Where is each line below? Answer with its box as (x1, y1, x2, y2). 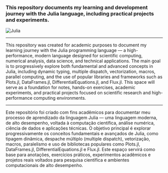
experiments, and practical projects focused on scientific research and (5, 90, 151, 96)
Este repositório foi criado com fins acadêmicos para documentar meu (5, 109, 151, 116)
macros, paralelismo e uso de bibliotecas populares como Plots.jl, (5, 141, 141, 147)
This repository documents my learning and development (5, 4, 148, 11)
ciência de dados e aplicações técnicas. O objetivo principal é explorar (5, 125, 151, 131)
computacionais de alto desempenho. (5, 163, 83, 169)
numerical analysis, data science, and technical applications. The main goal (5, 58, 161, 64)
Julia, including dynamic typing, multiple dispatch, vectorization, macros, (5, 69, 156, 75)
